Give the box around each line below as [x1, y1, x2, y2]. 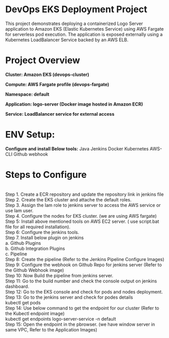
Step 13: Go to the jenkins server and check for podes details [5, 294, 133, 300]
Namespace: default [5, 91, 49, 97]
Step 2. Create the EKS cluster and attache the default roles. [5, 196, 132, 202]
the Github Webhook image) [5, 267, 65, 273]
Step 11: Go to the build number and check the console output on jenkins [5, 278, 157, 284]
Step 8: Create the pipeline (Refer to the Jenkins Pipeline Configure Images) [5, 256, 164, 262]
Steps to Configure [5, 169, 87, 180]
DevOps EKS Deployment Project [5, 4, 148, 15]
